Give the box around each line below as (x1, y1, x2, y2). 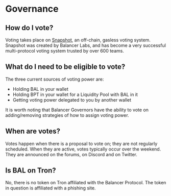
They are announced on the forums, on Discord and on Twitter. (5, 151, 138, 157)
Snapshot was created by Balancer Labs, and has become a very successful (5, 42, 166, 48)
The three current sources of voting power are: (5, 76, 104, 82)
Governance (5, 3, 59, 15)
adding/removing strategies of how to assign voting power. (5, 112, 129, 118)
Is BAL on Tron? (5, 166, 56, 175)
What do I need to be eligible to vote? (5, 62, 126, 71)
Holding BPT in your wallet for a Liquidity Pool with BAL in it (12, 91, 138, 97)
